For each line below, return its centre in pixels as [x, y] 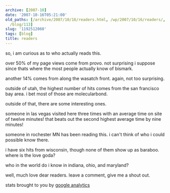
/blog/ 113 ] [21, 24]
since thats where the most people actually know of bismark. [69, 68]
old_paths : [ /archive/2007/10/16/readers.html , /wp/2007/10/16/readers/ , [86, 19]
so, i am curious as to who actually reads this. [53, 53]
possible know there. [27, 140]
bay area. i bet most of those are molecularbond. [57, 94]
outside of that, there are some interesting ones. [56, 103]
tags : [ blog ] [19, 34]
